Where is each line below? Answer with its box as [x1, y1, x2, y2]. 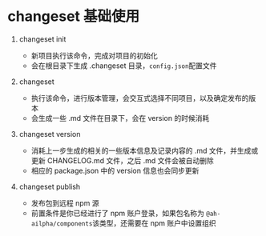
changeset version [18, 129, 81, 138]
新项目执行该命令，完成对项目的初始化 [30, 50, 158, 60]
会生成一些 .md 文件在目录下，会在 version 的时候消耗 [30, 113, 210, 122]
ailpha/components [30, 219, 93, 228]
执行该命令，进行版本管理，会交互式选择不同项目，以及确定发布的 [30, 93, 249, 102]
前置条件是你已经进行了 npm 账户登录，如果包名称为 [30, 208, 205, 218]
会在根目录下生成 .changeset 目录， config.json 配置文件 [30, 61, 217, 70]
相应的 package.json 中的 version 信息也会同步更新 [30, 166, 199, 175]
